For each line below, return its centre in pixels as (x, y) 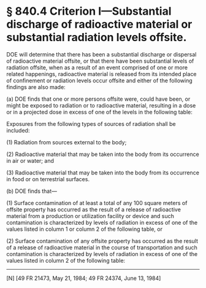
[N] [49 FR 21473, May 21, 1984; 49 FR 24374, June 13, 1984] (84, 278)
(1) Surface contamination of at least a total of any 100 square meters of (97, 203)
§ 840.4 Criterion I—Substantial (89, 11)
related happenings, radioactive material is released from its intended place (102, 74)
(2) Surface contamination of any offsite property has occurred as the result (102, 241)
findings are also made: (36, 87)
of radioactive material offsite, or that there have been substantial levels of (100, 61)
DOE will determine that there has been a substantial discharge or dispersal (101, 54)
